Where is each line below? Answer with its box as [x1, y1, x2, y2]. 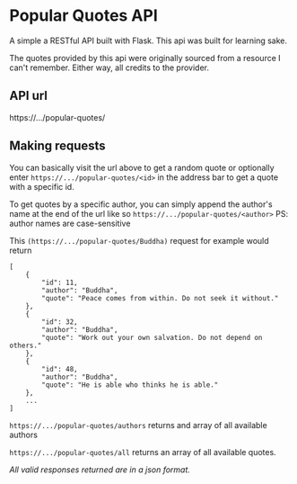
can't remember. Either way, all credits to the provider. [9, 62, 209, 73]
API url [9, 88, 48, 103]
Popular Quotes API [9, 5, 159, 26]
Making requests [9, 139, 106, 154]
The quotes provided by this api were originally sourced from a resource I [9, 52, 281, 63]
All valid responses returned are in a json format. [9, 464, 191, 475]
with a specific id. [9, 181, 74, 192]
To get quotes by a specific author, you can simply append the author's [9, 199, 273, 210]
